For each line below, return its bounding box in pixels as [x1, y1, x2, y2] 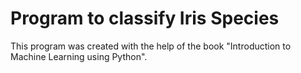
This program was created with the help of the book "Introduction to [10, 40, 292, 52]
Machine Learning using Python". [10, 50, 148, 62]
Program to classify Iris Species [10, 7, 280, 30]
